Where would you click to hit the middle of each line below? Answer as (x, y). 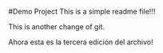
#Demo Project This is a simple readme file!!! (82, 11)
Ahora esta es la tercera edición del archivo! (81, 42)
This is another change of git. (57, 26)
